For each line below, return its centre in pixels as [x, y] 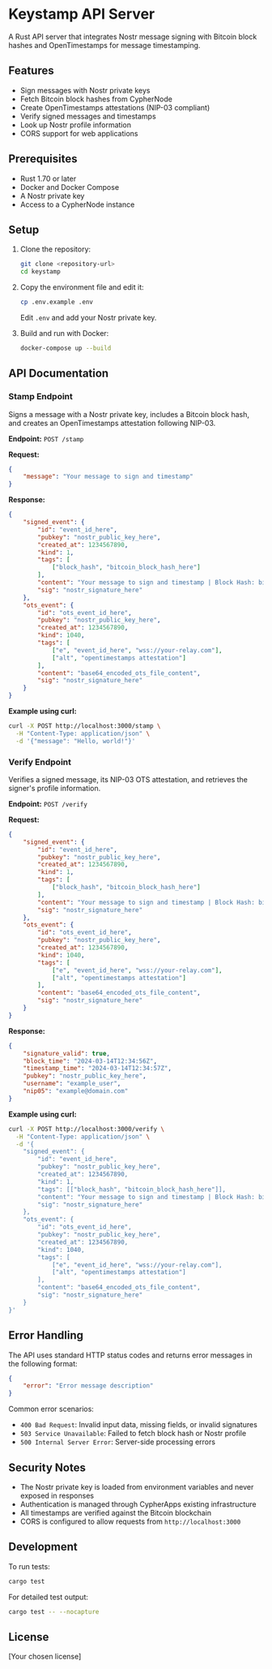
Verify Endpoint [40, 762]
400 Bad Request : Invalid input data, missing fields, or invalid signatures [138, 1425]
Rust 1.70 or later [48, 179]
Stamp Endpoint [40, 397]
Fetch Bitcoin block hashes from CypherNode [96, 99]
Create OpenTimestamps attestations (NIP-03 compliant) [115, 107]
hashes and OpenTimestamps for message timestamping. [104, 45]
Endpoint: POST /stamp [46, 438]
